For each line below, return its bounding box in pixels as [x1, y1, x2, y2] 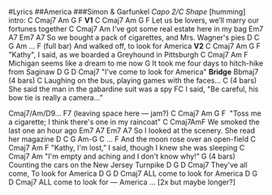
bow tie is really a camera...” [8, 93, 103, 102]
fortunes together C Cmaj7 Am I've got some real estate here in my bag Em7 [8, 24, 264, 33]
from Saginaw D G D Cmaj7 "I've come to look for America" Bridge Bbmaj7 [8, 67, 259, 76]
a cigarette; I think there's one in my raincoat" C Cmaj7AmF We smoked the [8, 117, 260, 126]
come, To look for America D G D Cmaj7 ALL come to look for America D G [8, 169, 258, 178]
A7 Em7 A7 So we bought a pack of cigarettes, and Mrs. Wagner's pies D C [8, 32, 260, 42]
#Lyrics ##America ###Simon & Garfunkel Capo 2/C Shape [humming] [8, 7, 246, 16]
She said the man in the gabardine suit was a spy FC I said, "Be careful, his [8, 84, 259, 94]
